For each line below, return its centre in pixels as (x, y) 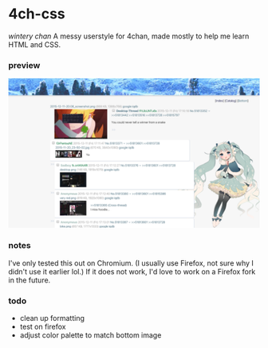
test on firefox (43, 327)
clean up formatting (52, 318)
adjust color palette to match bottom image (91, 335)
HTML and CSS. (35, 44)
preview (24, 65)
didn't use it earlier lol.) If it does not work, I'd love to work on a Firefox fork (132, 271)
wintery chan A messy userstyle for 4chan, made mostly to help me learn (129, 36)
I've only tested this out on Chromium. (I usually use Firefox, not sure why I (131, 263)
